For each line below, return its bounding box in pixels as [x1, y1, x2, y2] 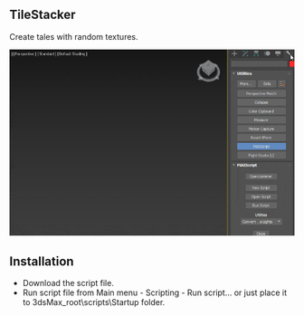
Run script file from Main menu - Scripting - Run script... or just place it [22, 287, 288, 298]
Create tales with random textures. [9, 31, 138, 42]
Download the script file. [22, 278, 115, 289]
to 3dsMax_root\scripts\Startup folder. [22, 297, 166, 308]
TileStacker [9, 7, 76, 23]
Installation [9, 254, 74, 269]
